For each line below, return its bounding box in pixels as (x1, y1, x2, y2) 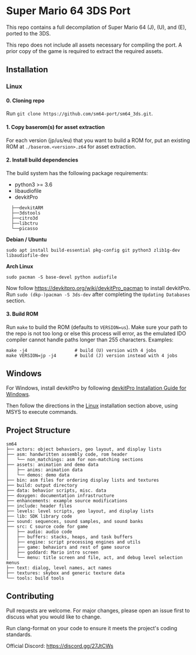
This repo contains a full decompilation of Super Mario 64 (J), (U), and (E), (6, 24, 187, 31)
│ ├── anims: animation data (6, 467, 83, 473)
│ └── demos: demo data (6, 472, 69, 478)
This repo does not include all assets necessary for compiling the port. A (6, 41, 182, 48)
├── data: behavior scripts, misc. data (6, 488, 107, 493)
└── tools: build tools (6, 575, 65, 581)
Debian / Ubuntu (6, 236, 47, 243)
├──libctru (11, 220, 38, 226)
